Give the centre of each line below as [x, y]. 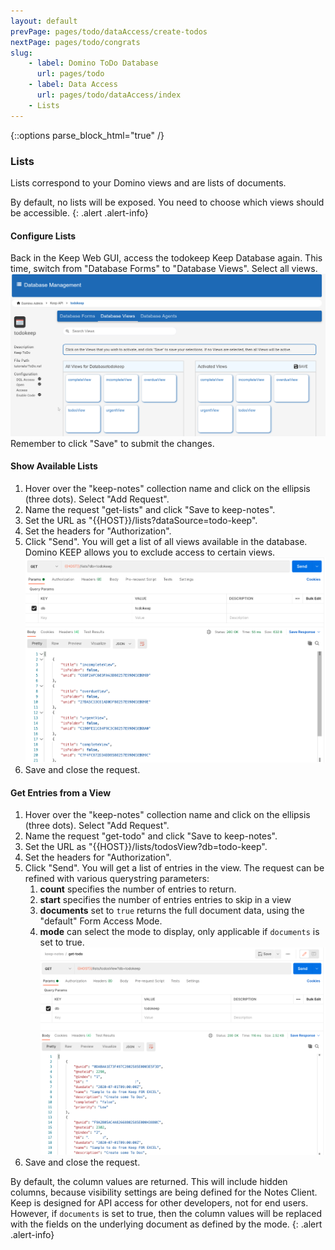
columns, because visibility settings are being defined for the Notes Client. [164, 1192]
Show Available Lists [54, 466]
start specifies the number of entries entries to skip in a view [165, 900]
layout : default [44, 21]
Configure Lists [43, 236]
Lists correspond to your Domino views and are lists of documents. [148, 182]
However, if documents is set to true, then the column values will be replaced [166, 1213]
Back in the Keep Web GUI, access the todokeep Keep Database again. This [166, 258]
